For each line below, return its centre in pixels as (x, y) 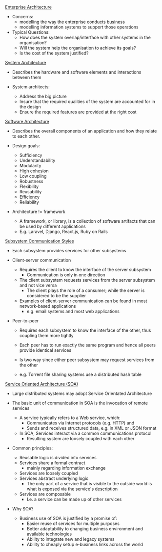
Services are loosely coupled (49, 473)
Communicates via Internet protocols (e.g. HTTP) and (81, 423)
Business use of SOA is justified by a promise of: (68, 518)
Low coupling (33, 176)
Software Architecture (27, 121)
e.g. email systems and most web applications (73, 311)
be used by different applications (53, 226)
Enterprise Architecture (29, 7)
